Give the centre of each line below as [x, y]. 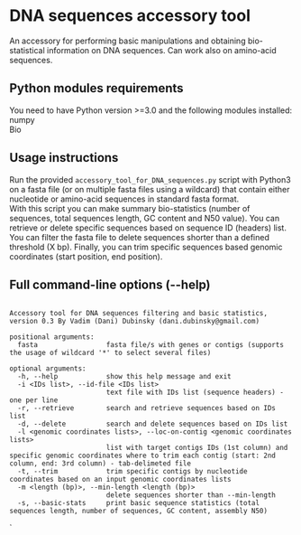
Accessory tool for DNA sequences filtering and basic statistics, [139, 314]
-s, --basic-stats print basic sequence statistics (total [138, 503]
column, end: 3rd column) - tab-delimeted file [100, 464]
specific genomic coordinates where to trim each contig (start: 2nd [143, 456]
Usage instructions [64, 158]
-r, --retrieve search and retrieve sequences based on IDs [147, 408]
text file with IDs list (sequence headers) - [195, 393]
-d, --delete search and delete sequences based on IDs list [153, 424]
